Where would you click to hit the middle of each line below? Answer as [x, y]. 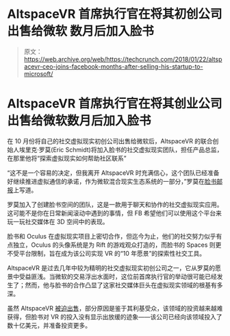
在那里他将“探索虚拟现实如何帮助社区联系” [67, 158]
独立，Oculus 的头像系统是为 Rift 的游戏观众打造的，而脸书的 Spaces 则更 [117, 245]
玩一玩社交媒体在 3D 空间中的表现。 [58, 221]
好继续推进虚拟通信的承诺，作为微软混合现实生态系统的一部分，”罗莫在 [106, 181]
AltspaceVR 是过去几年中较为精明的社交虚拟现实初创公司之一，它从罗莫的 [111, 267]
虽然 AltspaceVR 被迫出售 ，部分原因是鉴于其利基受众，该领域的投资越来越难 [115, 308]
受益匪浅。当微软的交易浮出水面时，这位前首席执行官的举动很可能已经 [118, 276]
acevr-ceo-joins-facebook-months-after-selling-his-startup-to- [113, 67]
